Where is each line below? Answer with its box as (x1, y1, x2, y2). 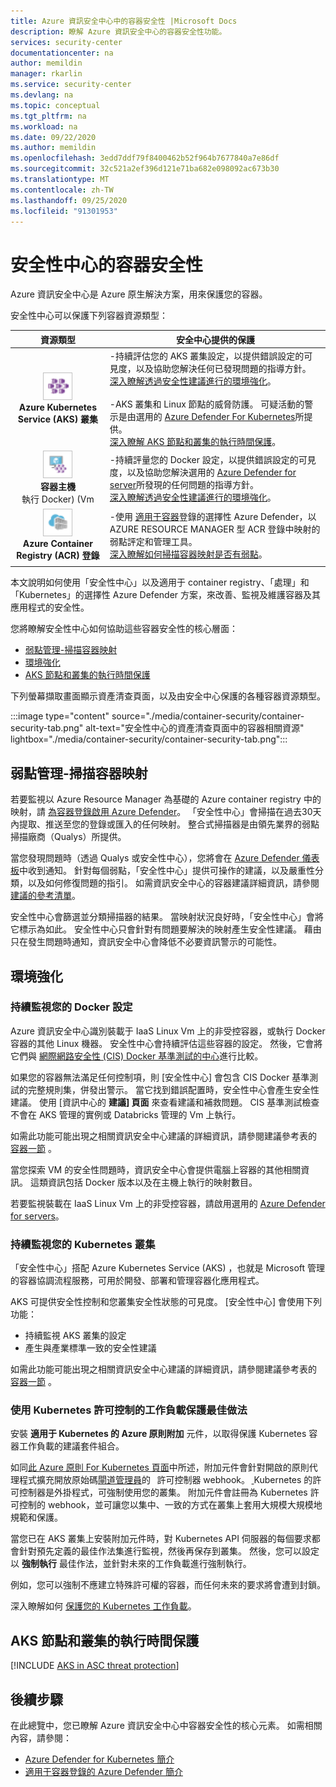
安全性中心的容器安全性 (10, 253, 204, 276)
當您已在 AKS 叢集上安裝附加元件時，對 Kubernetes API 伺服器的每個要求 (10, 1533, 312, 1545)
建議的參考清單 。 (10, 890, 81, 902)
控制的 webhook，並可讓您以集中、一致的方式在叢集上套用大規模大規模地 (18, 1499, 323, 1511)
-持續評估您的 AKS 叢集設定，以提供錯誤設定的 (109, 350, 305, 362)
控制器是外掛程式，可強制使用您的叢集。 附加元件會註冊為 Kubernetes (18, 1486, 308, 1499)
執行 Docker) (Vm (21, 493, 95, 505)
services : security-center (10, 37, 123, 47)
